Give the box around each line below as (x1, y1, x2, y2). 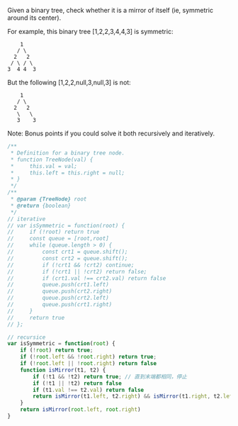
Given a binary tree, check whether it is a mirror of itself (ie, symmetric (7, 6, 214, 14)
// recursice (7, 333, 46, 341)
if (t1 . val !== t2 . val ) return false (33, 386, 144, 393)
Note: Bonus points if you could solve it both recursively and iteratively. (7, 129, 215, 138)
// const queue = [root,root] (7, 235, 110, 242)
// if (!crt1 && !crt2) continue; (7, 262, 135, 269)
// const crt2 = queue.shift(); (7, 254, 129, 262)
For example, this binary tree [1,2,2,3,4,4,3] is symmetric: (7, 28, 174, 35)
